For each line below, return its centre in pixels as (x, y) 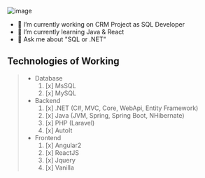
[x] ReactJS (62, 152)
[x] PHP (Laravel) (70, 123)
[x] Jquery (60, 160)
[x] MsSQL (61, 85)
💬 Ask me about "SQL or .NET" (62, 39)
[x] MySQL (61, 93)
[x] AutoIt (59, 130)
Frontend (48, 137)
